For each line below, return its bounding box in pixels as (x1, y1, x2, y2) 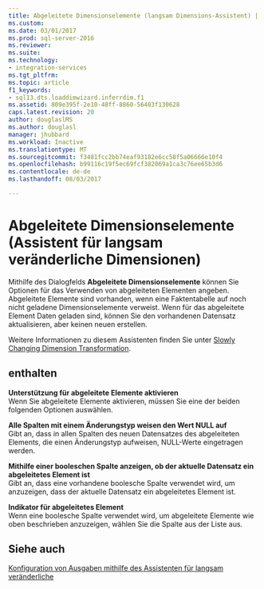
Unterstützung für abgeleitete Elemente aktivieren (8, 388, 179, 397)
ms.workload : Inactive (8, 137, 84, 146)
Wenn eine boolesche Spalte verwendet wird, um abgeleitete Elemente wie (8, 511, 254, 520)
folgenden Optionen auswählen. (8, 404, 113, 414)
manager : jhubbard (8, 130, 69, 138)
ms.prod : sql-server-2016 (8, 34, 94, 42)
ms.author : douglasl (8, 123, 77, 131)
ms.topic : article (8, 78, 69, 86)
